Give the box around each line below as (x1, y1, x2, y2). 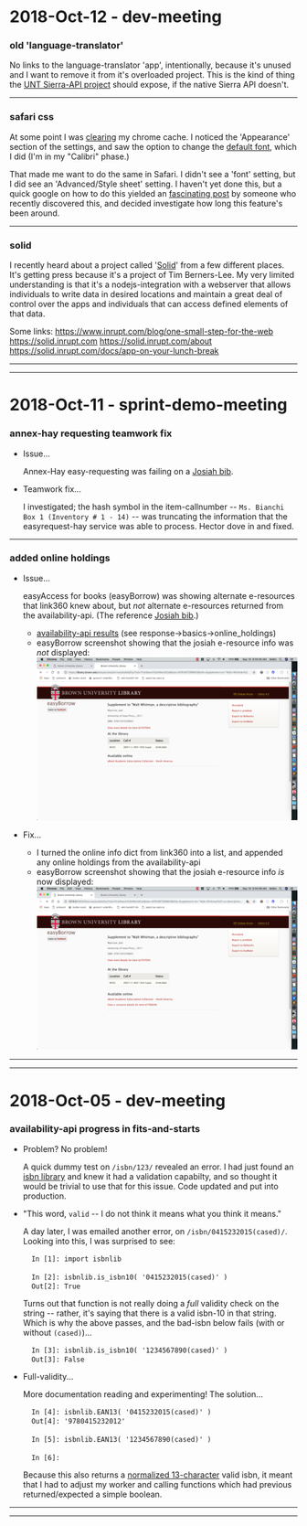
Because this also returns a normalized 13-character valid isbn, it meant (22, 1469, 293, 1480)
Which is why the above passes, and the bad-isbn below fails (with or (22, 1317, 285, 1328)
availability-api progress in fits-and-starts (9, 1123, 201, 1136)
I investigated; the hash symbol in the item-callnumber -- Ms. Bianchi (22, 501, 285, 512)
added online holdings (9, 551, 111, 564)
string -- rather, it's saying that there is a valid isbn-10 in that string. (22, 1307, 277, 1318)
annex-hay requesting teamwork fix (9, 427, 173, 440)
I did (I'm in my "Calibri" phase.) (9, 151, 130, 162)
